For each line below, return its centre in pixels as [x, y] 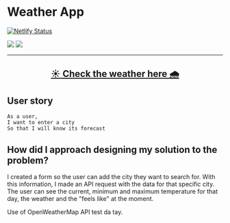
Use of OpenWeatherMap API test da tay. [65, 212]
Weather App [46, 12]
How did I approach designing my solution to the [112, 149]
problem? [28, 160]
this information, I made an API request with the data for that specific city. [111, 184]
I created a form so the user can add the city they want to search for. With [111, 176]
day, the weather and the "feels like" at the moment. [80, 198]
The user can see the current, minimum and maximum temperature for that [113, 191]
